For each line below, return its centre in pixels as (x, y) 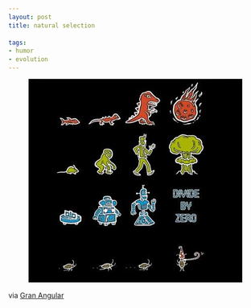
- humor (21, 51)
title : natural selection (51, 25)
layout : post (30, 17)
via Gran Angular (36, 295)
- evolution (28, 60)
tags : (17, 43)
